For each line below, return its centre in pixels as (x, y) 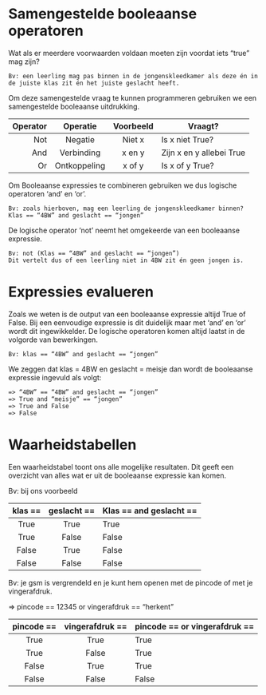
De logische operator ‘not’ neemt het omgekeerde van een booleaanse (124, 230)
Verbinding (80, 153)
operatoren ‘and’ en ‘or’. (47, 193)
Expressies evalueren (81, 292)
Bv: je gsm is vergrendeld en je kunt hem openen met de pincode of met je (131, 582)
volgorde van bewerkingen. (53, 340)
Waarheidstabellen (72, 445)
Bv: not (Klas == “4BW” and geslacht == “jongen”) (94, 253)
